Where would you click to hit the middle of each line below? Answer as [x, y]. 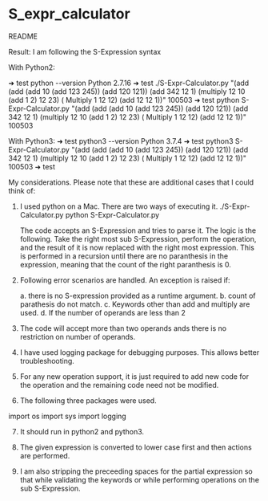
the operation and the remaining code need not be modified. [119, 385]
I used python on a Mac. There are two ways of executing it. [119, 206]
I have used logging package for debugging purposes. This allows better [140, 352]
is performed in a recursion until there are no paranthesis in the [124, 256]
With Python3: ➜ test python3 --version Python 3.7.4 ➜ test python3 [121, 141]
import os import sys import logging [67, 416]
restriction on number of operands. [78, 336]
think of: [22, 190]
